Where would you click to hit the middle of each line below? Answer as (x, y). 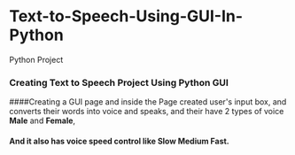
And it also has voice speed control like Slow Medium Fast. (120, 141)
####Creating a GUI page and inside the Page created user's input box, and (148, 102)
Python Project (36, 59)
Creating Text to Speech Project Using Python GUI (119, 82)
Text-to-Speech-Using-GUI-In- (126, 16)
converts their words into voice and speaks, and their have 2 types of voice (147, 112)
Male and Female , (43, 120)
